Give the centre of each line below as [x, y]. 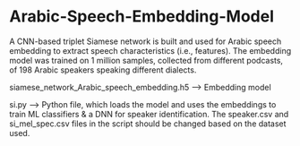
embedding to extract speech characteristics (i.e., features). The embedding [150, 50]
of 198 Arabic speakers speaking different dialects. [103, 70]
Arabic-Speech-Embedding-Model [142, 17]
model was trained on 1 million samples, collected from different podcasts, [146, 60]
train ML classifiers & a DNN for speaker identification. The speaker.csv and [149, 114]
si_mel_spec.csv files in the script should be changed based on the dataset [148, 124]
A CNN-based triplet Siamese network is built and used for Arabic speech [146, 41]
